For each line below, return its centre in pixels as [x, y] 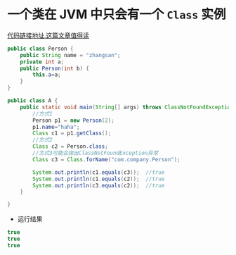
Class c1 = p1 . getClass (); [72, 133]
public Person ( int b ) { [55, 68]
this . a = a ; [47, 75]
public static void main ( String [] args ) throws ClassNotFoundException [127, 107]
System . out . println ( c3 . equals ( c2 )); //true [99, 185]
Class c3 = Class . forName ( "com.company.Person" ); [106, 159]
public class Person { [40, 49]
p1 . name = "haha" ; [56, 127]
